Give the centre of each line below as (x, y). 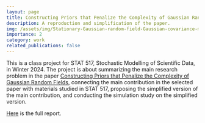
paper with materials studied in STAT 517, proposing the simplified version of (102, 88)
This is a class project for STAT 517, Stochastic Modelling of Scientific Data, (101, 63)
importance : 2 (24, 35)
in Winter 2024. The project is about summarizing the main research (92, 69)
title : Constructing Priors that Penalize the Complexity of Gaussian (98, 18)
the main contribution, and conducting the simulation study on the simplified (102, 95)
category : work (26, 40)
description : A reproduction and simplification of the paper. (88, 23)
